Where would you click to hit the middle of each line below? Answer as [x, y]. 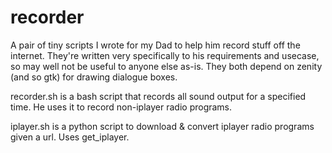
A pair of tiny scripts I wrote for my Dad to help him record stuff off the [155, 45]
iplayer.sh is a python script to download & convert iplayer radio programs [162, 126]
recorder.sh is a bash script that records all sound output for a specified [158, 96]
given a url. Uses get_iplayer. [70, 137]
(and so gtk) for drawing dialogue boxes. [94, 77]
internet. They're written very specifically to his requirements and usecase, [165, 55]
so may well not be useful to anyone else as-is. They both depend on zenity [166, 66]
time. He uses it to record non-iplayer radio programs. [121, 107]
